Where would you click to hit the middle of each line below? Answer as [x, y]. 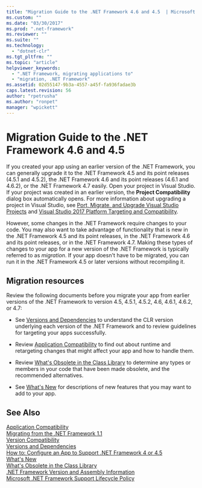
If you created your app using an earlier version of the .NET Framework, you [101, 167]
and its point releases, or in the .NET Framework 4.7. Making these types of [99, 243]
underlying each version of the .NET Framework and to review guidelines [106, 326]
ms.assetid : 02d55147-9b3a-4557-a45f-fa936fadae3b [71, 85]
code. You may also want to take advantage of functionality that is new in [97, 230]
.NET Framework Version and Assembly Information [71, 472]
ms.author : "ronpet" [32, 101]
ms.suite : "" [23, 40]
